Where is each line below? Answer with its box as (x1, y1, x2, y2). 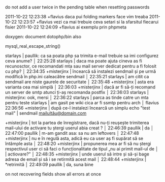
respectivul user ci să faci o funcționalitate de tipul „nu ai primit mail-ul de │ (5, 146, 159, 152)
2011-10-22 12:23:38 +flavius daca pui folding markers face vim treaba (5, 14, 149, 19)
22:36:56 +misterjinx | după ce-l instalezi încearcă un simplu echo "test (5, 105, 150, 111)
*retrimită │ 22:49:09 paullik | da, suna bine (5, 162, 94, 167)
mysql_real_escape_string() (5, 43, 61, 49)
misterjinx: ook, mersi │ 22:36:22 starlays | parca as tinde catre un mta (5, 94, 149, 100)
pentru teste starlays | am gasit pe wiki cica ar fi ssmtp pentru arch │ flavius (5, 100, 159, 105)
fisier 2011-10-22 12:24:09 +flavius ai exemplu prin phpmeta (5, 24, 127, 30)
